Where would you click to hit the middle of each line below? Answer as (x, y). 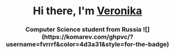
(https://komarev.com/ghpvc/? (87, 37)
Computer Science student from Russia (84, 30)
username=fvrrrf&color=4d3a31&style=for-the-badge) (87, 45)
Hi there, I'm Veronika (87, 11)
